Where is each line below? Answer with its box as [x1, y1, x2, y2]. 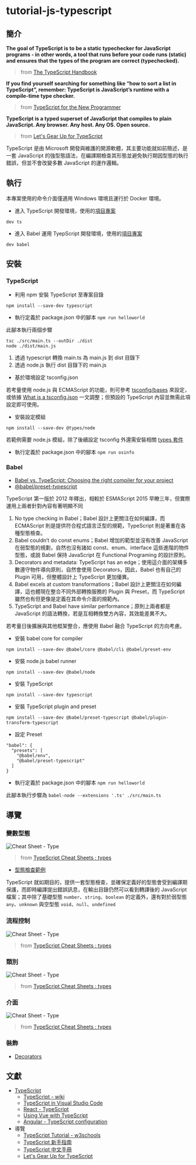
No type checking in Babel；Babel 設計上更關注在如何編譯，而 [14, 514, 166, 522]
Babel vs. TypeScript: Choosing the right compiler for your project [14, 476, 174, 484]
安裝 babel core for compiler [14, 634, 83, 642]
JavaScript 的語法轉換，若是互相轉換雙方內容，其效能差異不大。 [14, 610, 170, 617]
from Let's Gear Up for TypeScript [20, 133, 103, 139]
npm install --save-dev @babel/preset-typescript [6, 715, 130, 720]
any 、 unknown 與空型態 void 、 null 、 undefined [6, 901, 116, 908]
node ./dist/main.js [6, 343, 57, 349]
